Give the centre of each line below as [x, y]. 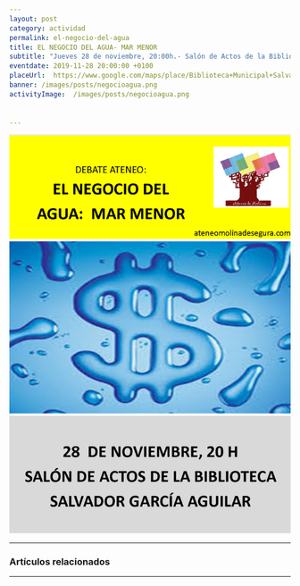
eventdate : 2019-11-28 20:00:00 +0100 [81, 66]
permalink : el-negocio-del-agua [69, 38]
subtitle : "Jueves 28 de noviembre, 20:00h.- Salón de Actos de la [137, 57]
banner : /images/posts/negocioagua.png [83, 85]
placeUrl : [28, 76]
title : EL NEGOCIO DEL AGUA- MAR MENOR [83, 47]
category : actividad [48, 28]
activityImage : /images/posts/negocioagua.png [100, 94]
